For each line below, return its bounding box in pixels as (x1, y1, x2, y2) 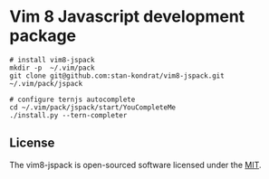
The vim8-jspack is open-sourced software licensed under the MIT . (9, 159, 262, 170)
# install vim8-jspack (9, 55, 95, 64)
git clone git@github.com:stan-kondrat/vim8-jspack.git (9, 71, 225, 80)
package (9, 25, 77, 46)
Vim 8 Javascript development (9, 6, 245, 27)
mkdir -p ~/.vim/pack (9, 63, 95, 72)
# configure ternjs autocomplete (9, 95, 136, 104)
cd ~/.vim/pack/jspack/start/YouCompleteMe (9, 102, 177, 112)
